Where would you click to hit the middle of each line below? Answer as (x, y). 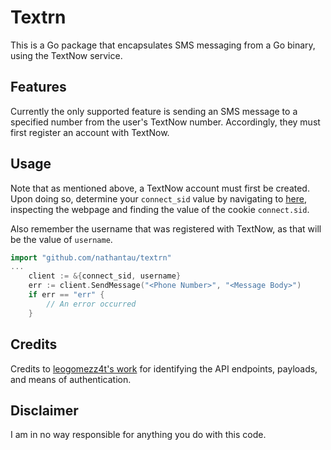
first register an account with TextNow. (90, 132)
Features (38, 87)
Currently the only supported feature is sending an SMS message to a (154, 111)
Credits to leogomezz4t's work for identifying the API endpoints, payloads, (164, 368)
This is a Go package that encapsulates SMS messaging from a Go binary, (163, 45)
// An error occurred (91, 304)
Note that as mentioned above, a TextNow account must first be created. (160, 188)
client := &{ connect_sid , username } (105, 276)
